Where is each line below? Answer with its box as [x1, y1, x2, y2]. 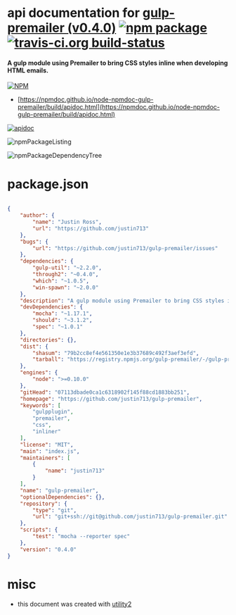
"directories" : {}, [20, 336, 77, 343]
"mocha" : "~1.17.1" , [32, 310, 93, 318]
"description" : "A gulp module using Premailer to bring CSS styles [20, 297, 225, 304]
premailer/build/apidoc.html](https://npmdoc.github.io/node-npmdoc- [17, 103, 220, 111]
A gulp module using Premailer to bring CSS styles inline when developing [7, 58, 228, 67]
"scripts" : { [20, 526, 58, 533]
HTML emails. [7, 66, 49, 75]
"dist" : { [20, 343, 49, 350]
